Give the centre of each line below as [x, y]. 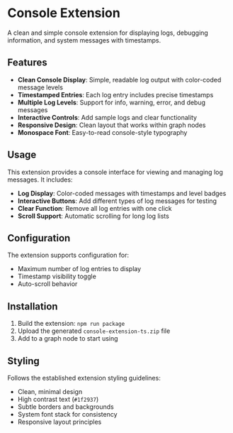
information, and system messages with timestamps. [84, 40]
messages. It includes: [40, 180]
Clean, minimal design [50, 391]
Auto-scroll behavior [47, 284]
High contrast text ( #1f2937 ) [58, 399]
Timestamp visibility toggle [57, 276]
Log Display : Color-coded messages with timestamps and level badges [122, 193]
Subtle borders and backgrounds [66, 407]
